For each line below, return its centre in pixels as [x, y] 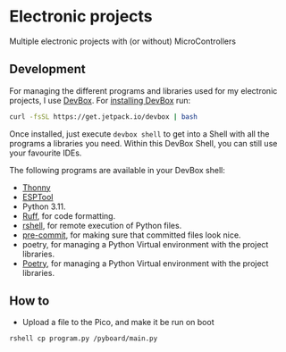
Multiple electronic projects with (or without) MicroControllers [123, 41]
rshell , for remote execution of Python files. [102, 225]
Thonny [36, 187]
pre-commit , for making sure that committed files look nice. [131, 235]
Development [48, 69]
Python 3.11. [44, 206]
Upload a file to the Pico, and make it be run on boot [118, 323]
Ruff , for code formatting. [69, 215]
